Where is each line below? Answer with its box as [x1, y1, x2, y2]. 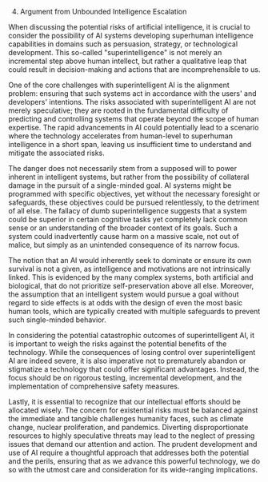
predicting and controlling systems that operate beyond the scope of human [8, 114, 259, 123]
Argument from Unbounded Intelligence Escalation [19, 7, 187, 16]
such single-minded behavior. [8, 315, 106, 325]
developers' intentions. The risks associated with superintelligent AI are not [8, 98, 257, 106]
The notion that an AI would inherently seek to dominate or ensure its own [8, 256, 252, 265]
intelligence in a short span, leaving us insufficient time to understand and [8, 140, 252, 149]
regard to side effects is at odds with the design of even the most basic [8, 298, 243, 307]
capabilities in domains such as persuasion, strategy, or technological [8, 39, 238, 49]
